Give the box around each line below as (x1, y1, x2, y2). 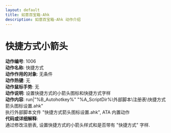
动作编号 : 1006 (5, 58, 37, 64)
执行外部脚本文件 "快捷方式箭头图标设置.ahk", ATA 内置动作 (5, 109, 130, 115)
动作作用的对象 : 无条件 (5, 71, 53, 77)
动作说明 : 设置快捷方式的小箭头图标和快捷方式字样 (5, 90, 111, 96)
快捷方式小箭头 (5, 40, 68, 52)
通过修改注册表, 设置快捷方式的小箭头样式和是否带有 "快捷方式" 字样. (5, 122, 150, 128)
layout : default (5, 7, 40, 13)
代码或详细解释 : (5, 116, 38, 122)
